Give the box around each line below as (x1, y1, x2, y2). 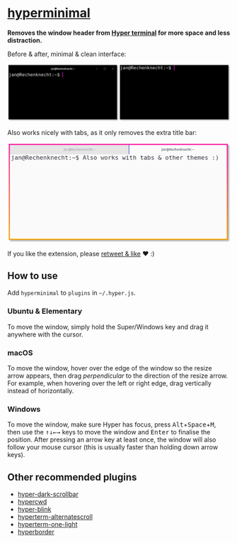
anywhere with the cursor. (7, 330, 83, 339)
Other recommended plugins (7, 471, 137, 483)
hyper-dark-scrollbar (17, 490, 79, 498)
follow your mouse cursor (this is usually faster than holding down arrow (7, 443, 218, 451)
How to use (7, 270, 58, 282)
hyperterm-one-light (17, 520, 78, 529)
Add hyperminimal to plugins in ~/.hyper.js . (7, 289, 136, 297)
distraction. (7, 35, 42, 44)
